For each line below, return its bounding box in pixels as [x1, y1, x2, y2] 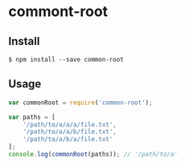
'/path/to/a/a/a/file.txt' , [23, 120, 117, 128]
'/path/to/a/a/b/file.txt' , [23, 128, 117, 136]
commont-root [8, 2, 109, 21]
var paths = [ [8, 113, 56, 121]
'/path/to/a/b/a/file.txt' [23, 136, 113, 144]
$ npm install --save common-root [8, 55, 125, 63]
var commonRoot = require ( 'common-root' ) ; [8, 99, 153, 107]
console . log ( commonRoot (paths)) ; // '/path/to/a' [8, 151, 179, 159]
